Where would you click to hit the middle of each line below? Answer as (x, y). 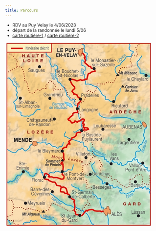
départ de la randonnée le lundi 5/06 (49, 30)
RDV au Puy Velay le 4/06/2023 (44, 25)
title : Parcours (22, 10)
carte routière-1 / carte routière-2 (45, 35)
